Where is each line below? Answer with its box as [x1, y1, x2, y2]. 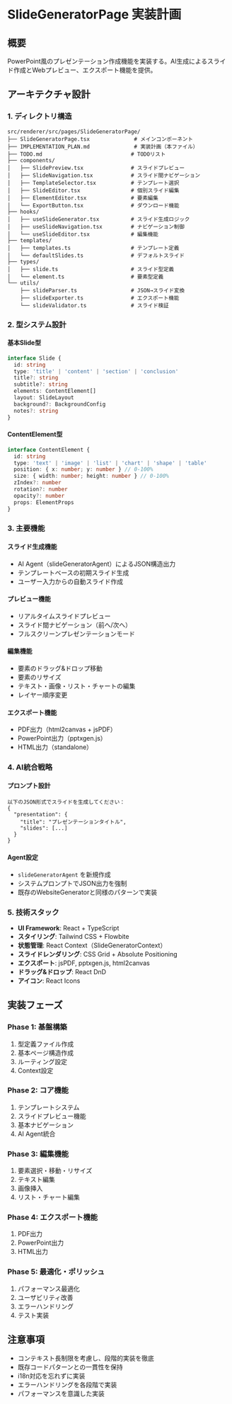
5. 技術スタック [7, 907, 59, 917]
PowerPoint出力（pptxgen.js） [17, 734, 108, 743]
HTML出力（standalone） [17, 743, 93, 751]
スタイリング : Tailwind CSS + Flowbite [17, 932, 129, 940]
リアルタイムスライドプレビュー [17, 612, 111, 620]
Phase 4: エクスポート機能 [7, 1212, 98, 1222]
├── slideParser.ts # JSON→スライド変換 [20, 287, 185, 294]
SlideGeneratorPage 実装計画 [7, 6, 182, 23]
